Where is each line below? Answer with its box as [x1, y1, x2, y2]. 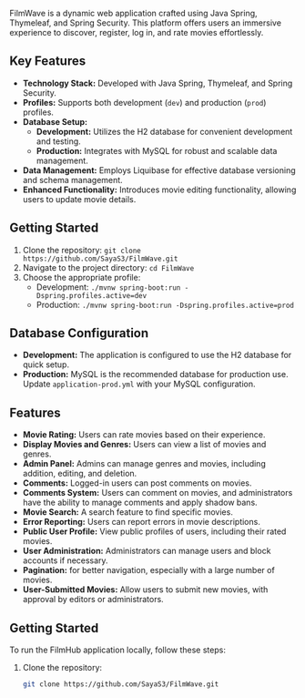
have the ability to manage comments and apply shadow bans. [22, 497, 258, 508]
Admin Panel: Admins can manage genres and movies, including [22, 458, 266, 469]
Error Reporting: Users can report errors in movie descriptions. [22, 517, 261, 528]
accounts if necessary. [22, 555, 108, 566]
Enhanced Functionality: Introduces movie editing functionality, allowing [22, 184, 297, 195]
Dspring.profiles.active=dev [36, 291, 147, 300]
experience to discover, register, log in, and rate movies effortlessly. [9, 27, 264, 37]
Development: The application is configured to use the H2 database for [22, 350, 292, 361]
